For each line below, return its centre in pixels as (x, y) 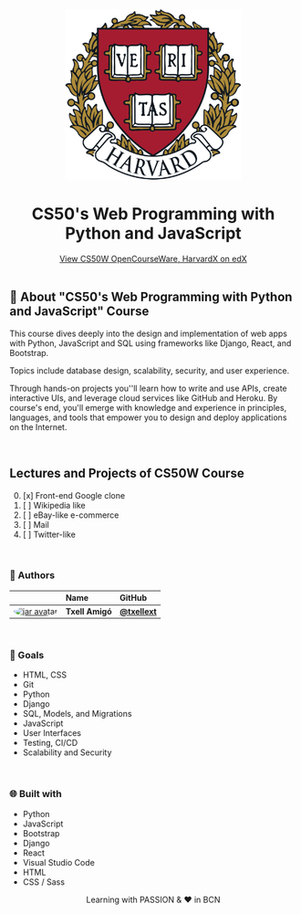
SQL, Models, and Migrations (77, 714)
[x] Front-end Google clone (74, 495)
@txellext (138, 611)
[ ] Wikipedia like (54, 505)
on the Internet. (38, 426)
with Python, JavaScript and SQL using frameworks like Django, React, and (150, 343)
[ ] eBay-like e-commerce (71, 515)
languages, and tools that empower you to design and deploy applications (148, 417)
